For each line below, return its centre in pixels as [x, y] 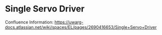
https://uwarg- [69, 22]
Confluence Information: [29, 22]
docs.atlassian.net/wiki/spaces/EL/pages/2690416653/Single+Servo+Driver [81, 27]
